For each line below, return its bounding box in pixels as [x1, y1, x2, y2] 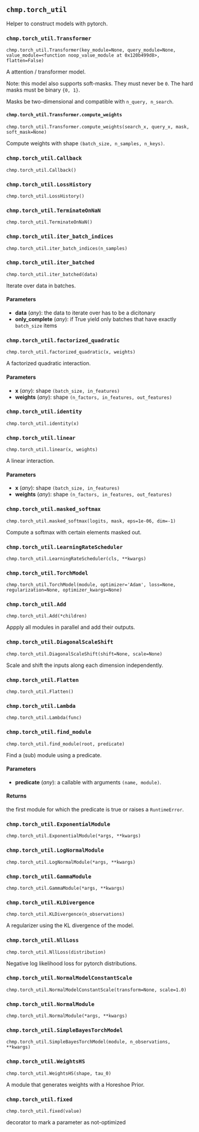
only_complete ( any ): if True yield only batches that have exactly [14, 316, 177, 322]
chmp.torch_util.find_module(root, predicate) [6, 741, 125, 747]
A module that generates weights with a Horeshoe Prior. [6, 1081, 145, 1088]
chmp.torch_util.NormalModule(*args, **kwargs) [6, 1013, 128, 1019]
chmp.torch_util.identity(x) [6, 421, 79, 427]
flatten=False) [6, 58, 44, 64]
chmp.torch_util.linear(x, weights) [6, 446, 98, 453]
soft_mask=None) [6, 130, 47, 136]
